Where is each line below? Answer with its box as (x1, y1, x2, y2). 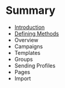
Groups (14, 55, 33, 63)
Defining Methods (14, 30, 60, 37)
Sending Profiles (14, 61, 55, 69)
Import (14, 75, 31, 82)
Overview (14, 36, 39, 43)
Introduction (14, 24, 45, 31)
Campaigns (14, 43, 43, 50)
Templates (14, 49, 40, 56)
